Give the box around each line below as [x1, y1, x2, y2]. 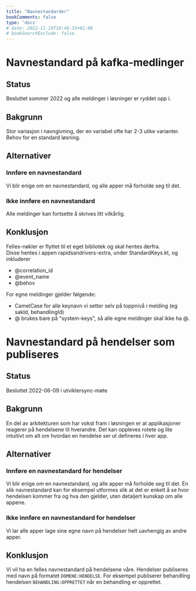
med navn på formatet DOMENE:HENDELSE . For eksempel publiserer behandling [6, 572, 191, 579]
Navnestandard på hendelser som [6, 335, 175, 348]
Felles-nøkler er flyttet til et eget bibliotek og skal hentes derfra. [6, 243, 160, 250]
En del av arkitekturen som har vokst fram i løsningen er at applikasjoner [6, 420, 181, 427]
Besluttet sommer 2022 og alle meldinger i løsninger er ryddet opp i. [6, 95, 171, 102]
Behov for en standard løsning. [6, 134, 81, 141]
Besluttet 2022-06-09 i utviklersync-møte [6, 387, 107, 394]
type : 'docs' [6, 19, 38, 25]
